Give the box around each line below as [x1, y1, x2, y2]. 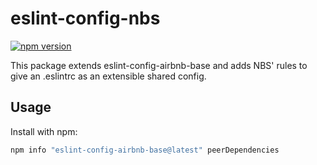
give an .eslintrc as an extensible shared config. [10, 70, 207, 82]
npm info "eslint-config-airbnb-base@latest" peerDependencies [10, 145, 280, 155]
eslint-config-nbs [10, 7, 161, 30]
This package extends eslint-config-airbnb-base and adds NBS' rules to [10, 59, 308, 71]
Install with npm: [10, 125, 78, 137]
